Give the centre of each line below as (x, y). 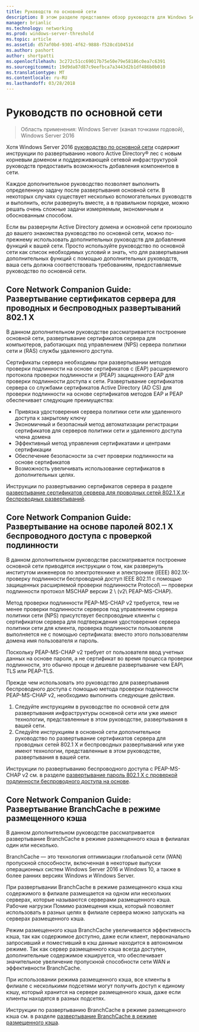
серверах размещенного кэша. (46, 919)
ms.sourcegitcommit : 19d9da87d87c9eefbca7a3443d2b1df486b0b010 (86, 67)
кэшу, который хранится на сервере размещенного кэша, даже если (94, 992)
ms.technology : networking (39, 28)
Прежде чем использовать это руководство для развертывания (88, 682)
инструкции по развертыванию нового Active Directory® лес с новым (94, 153)
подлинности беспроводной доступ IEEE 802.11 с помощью (107, 578)
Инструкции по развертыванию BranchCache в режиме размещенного (96, 1010)
